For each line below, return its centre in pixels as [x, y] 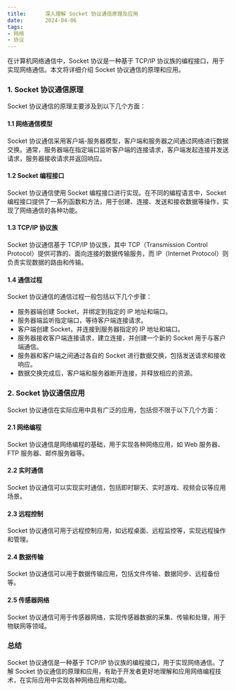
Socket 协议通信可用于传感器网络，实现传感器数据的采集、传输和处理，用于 [117, 617]
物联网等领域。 [29, 626]
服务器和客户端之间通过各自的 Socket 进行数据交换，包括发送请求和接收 [122, 355]
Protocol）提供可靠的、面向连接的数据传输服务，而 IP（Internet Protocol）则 [118, 253]
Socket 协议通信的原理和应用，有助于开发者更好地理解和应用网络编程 [115, 671]
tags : [15, 27]
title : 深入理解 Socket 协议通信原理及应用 [73, 14]
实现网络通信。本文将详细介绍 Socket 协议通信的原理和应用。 [96, 70]
